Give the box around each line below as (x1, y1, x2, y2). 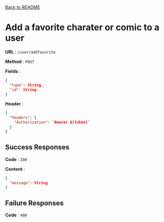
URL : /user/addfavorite (5, 48, 56, 54)
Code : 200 (5, 156, 27, 162)
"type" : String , (9, 82, 43, 87)
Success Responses (5, 143, 70, 151)
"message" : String (9, 180, 48, 185)
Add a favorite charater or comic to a (5, 22, 160, 33)
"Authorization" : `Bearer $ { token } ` (14, 120, 91, 125)
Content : (5, 166, 25, 172)
